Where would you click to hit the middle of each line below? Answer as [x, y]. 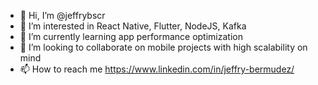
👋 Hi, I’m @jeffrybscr [62, 15]
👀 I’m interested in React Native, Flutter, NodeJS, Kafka [133, 26]
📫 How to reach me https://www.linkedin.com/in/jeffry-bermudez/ [157, 69]
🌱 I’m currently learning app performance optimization [131, 36]
